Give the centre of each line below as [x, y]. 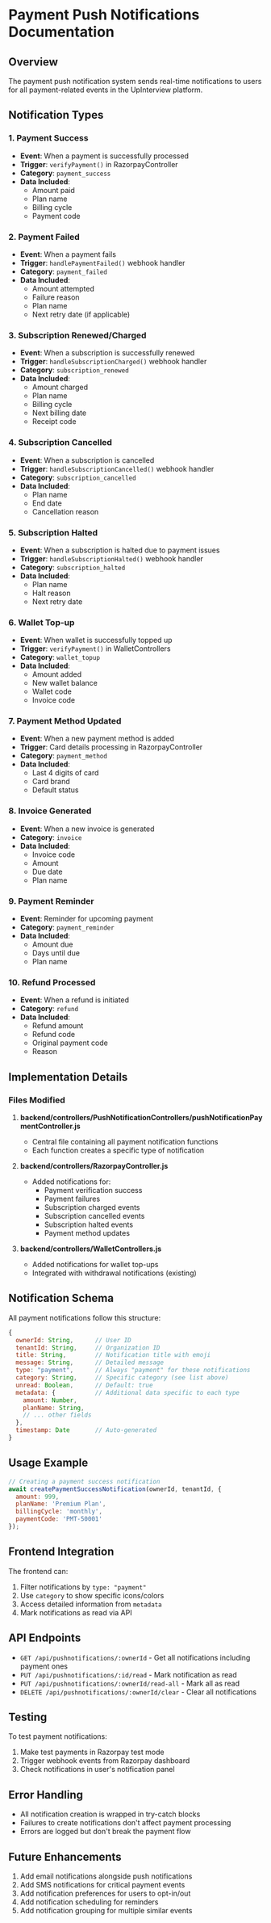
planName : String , [54, 1408]
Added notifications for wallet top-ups [95, 1265]
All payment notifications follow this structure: [85, 1317]
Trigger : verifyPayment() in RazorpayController [99, 164]
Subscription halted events [89, 1224]
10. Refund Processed [52, 982]
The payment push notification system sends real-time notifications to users [135, 81]
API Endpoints [45, 1638]
